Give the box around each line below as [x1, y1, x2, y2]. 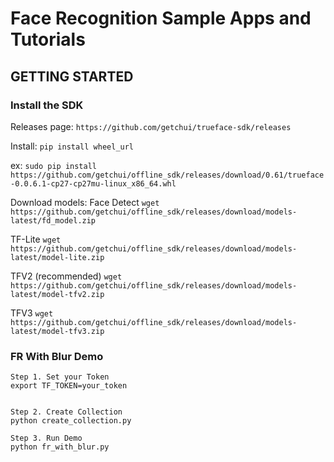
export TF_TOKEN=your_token [10, 381, 128, 391]
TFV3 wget [10, 307, 54, 319]
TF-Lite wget [10, 233, 62, 245]
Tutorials [10, 28, 86, 51]
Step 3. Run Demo [10, 433, 83, 444]
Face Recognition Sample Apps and [10, 7, 312, 30]
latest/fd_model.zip [10, 215, 97, 226]
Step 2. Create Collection [10, 407, 123, 417]
